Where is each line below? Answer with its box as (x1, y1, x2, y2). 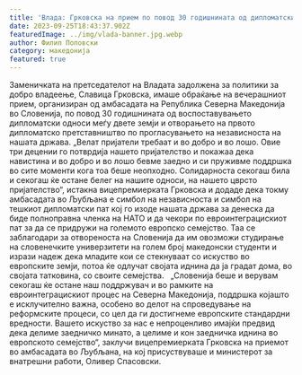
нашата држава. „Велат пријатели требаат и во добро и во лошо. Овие (9, 136, 281, 147)
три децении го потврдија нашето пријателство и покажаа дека (9, 146, 254, 157)
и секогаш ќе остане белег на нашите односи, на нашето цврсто (9, 175, 258, 185)
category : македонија (9, 47, 91, 56)
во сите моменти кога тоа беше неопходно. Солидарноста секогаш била (9, 165, 290, 176)
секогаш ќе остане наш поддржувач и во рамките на (9, 280, 214, 290)
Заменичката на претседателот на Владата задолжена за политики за (9, 80, 280, 90)
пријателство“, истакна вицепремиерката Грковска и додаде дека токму (9, 185, 289, 195)
